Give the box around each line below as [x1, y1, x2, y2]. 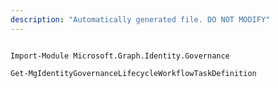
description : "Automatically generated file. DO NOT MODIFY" [10, 14, 271, 25]
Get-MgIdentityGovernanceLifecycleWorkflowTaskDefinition [10, 68, 257, 78]
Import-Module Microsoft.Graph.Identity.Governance [10, 51, 230, 61]
